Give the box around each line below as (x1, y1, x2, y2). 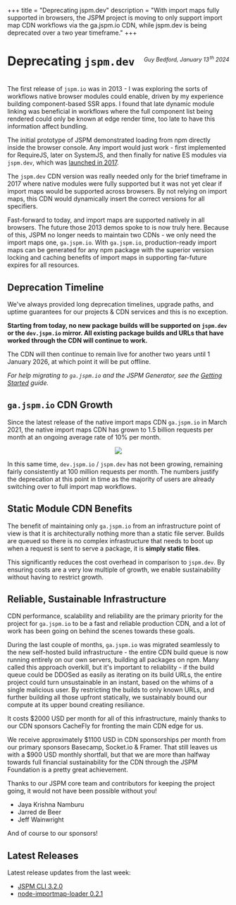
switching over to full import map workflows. (7, 482, 137, 490)
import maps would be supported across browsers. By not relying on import (7, 187, 228, 196)
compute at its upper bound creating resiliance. (7, 701, 145, 709)
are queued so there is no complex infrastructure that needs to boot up (7, 536, 213, 545)
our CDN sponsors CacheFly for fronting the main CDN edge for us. (7, 722, 204, 730)
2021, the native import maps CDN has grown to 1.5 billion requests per (7, 425, 213, 434)
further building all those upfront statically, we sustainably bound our (7, 693, 208, 702)
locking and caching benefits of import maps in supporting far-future (7, 254, 207, 262)
